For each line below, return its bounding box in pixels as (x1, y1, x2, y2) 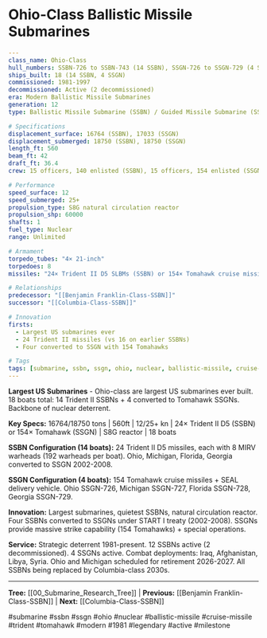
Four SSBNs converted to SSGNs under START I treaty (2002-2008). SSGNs (8, 516, 258, 526)
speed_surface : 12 (8, 189, 69, 197)
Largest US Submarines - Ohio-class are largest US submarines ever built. (8, 386, 253, 396)
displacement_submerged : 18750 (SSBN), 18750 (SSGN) (8, 137, 187, 145)
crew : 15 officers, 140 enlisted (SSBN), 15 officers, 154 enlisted (8, 167, 240, 175)
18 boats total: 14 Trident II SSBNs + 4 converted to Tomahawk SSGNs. (8, 395, 240, 405)
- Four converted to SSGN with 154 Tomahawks (15, 342, 169, 351)
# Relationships (8, 284, 62, 292)
